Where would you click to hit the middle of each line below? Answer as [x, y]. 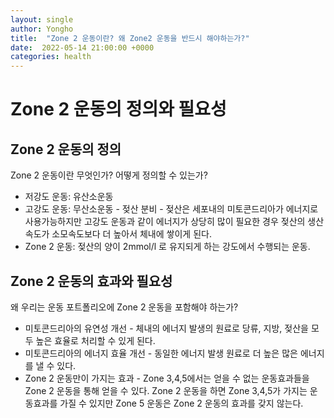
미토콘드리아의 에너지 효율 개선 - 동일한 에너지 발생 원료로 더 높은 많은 [161, 353]
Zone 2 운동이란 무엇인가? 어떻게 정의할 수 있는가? [109, 175]
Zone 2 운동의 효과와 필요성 [91, 281]
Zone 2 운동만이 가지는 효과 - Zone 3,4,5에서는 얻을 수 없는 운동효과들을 [167, 378]
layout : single [42, 19]
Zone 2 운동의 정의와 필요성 [118, 109]
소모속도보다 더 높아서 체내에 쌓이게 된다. [131, 234]
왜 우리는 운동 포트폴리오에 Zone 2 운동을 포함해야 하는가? [124, 307]
